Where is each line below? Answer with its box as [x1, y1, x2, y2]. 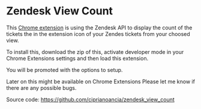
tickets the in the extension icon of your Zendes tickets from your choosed [6, 30, 190, 37]
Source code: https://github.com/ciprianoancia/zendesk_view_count [6, 96, 175, 103]
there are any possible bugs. [6, 84, 77, 91]
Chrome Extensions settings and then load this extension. [6, 54, 149, 62]
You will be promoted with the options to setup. [6, 66, 123, 73]
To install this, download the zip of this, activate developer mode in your [6, 48, 184, 55]
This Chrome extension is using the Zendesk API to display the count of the [6, 24, 193, 31]
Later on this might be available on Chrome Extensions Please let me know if [6, 78, 195, 85]
